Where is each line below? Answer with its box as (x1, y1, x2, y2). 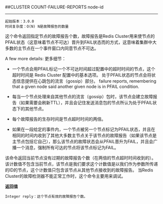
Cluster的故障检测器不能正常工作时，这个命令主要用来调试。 (5, 173, 126, 179)
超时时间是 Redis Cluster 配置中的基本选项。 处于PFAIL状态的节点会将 (12, 72, 152, 78)
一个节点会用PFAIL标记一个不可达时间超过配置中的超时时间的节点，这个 (12, 66, 156, 72)
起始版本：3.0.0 (5, 19, 34, 24)
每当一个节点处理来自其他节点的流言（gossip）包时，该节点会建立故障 (12, 94, 153, 99)
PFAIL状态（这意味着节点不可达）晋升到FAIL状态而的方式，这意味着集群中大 (5, 39, 157, 45)
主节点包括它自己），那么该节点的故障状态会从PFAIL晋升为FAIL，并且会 (12, 138, 154, 144)
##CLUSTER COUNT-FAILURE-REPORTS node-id (5, 4, 104, 10)
